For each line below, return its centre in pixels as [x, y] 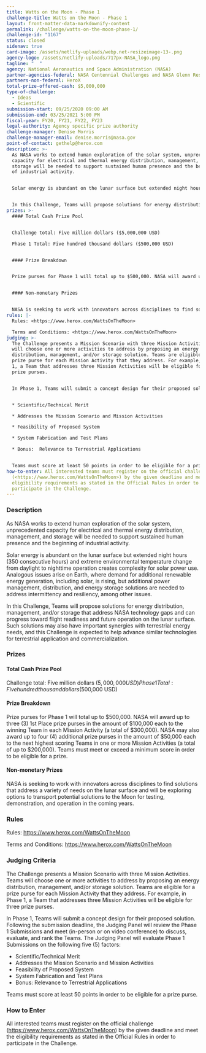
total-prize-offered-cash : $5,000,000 [56, 87]
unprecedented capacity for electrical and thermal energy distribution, [95, 530]
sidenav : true [25, 47]
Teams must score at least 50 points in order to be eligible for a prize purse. [102, 994]
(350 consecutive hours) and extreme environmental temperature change [99, 561]
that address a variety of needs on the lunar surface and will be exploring [99, 790]
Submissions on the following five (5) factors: [64, 944]
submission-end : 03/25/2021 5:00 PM [53, 115]
